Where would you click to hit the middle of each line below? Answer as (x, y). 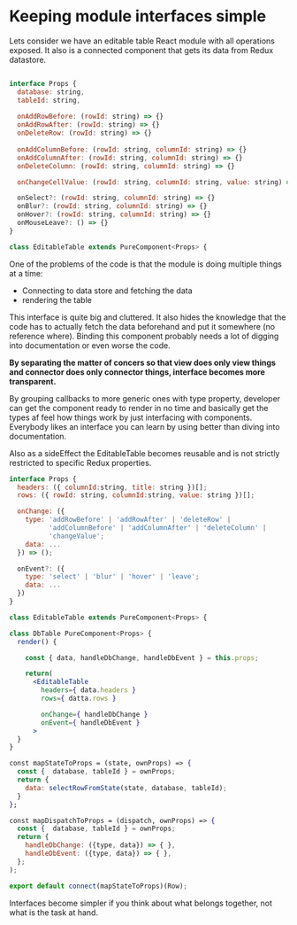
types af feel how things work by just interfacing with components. (131, 417)
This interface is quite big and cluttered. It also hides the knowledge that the (148, 317)
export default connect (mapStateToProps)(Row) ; (99, 886)
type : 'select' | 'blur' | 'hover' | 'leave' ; (112, 577)
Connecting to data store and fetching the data (107, 291)
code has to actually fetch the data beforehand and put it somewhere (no (142, 326)
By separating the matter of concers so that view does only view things (143, 362)
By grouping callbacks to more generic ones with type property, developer (145, 398)
